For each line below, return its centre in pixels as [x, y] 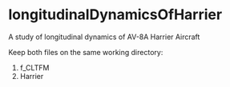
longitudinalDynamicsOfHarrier [115, 15]
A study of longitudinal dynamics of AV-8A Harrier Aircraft [104, 37]
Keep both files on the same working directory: [86, 52]
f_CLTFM [34, 67]
